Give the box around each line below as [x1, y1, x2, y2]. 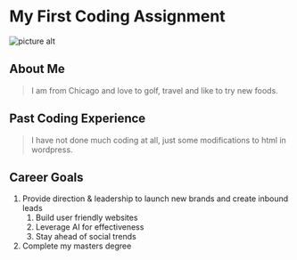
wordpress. [30, 144, 73, 155]
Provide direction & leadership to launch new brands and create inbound [21, 193, 289, 204]
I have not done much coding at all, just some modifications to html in [30, 134, 287, 145]
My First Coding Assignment [9, 6, 226, 27]
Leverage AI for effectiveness [35, 222, 144, 232]
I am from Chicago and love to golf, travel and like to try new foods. [30, 85, 278, 95]
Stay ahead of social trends [35, 232, 136, 242]
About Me [9, 61, 65, 77]
